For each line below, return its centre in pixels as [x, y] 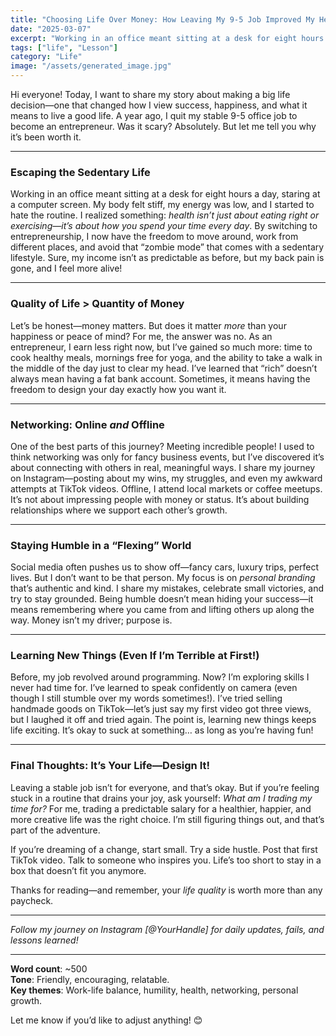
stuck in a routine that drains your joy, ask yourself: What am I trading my [161, 798]
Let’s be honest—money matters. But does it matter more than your [148, 325]
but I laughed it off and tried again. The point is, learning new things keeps [163, 720]
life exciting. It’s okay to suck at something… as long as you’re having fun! [162, 730]
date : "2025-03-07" [51, 29]
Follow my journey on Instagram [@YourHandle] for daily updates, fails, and [167, 929]
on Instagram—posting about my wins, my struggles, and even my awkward [166, 478]
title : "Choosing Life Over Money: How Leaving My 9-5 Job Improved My [162, 19]
